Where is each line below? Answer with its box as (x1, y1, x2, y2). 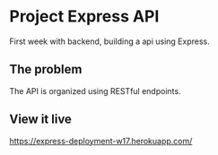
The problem (9, 62, 83, 77)
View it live (9, 112, 72, 127)
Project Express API (9, 6, 160, 27)
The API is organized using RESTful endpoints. (9, 85, 181, 96)
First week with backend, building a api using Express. (9, 36, 210, 47)
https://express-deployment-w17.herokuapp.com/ (9, 135, 193, 146)
